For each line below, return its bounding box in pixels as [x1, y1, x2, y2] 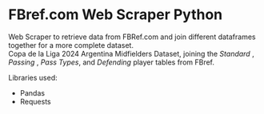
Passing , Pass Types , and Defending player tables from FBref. [8, 57, 214, 67]
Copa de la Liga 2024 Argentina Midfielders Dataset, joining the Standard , [8, 49, 254, 58]
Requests [19, 96, 51, 106]
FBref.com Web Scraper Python [8, 6, 222, 24]
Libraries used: [8, 73, 58, 82]
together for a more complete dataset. [8, 40, 134, 49]
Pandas [19, 88, 46, 97]
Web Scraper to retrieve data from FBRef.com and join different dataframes [8, 32, 256, 41]
